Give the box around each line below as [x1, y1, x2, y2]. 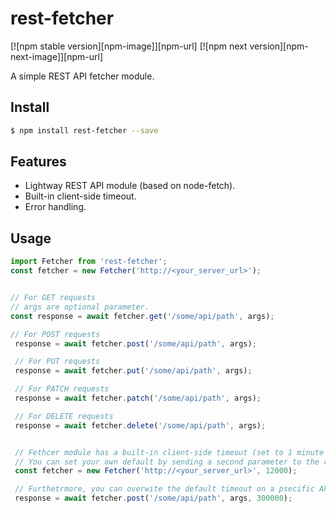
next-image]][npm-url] [10, 50, 104, 62]
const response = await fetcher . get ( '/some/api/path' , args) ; [10, 311, 275, 321]
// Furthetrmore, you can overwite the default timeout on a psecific [14, 484, 315, 494]
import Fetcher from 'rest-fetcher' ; [10, 257, 168, 267]
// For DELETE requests [14, 411, 114, 421]
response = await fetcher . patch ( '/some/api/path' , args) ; [14, 393, 262, 403]
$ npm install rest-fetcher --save [10, 125, 159, 136]
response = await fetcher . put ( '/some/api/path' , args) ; [14, 366, 253, 376]
